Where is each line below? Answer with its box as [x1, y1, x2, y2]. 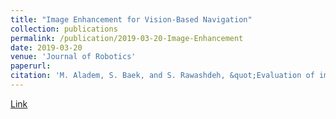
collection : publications [10, 24, 118, 34]
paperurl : [10, 61, 52, 71]
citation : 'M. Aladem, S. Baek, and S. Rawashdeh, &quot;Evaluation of [10, 71, 315, 81]
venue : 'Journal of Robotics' [10, 52, 137, 62]
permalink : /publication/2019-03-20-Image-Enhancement [10, 33, 244, 43]
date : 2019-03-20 [10, 42, 83, 53]
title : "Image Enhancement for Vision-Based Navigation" [10, 14, 253, 25]
